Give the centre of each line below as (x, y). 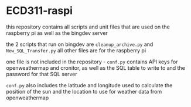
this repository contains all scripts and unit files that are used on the (88, 27)
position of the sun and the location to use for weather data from (84, 91)
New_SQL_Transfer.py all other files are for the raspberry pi (76, 50)
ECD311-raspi (40, 11)
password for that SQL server (42, 74)
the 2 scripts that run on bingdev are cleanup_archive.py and (80, 44)
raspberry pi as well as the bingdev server (57, 33)
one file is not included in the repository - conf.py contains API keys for (92, 62)
